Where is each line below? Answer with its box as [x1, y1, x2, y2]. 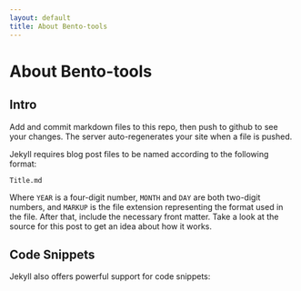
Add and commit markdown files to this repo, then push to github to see [9, 121, 279, 132]
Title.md [9, 176, 43, 185]
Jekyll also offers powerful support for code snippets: [9, 271, 211, 282]
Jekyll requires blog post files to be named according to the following [9, 148, 269, 159]
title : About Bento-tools [9, 22, 107, 31]
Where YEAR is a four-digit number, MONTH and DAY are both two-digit [9, 192, 261, 203]
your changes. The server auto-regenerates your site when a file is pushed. [9, 131, 293, 142]
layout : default [9, 13, 71, 23]
